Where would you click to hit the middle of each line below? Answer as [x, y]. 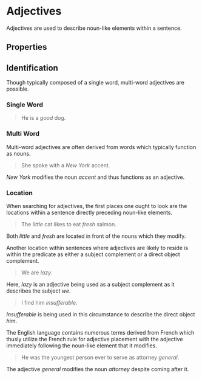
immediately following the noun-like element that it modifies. [82, 346]
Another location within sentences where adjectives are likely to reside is [97, 248]
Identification [32, 68]
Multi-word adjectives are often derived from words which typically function [101, 147]
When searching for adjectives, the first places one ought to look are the [97, 206]
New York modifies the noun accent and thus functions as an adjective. [96, 177]
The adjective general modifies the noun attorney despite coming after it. [98, 369]
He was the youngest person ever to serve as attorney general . [100, 358]
